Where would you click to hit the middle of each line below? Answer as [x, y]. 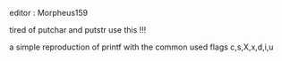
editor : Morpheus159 [49, 13]
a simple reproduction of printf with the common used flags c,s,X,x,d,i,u [141, 47]
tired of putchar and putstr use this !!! [78, 30]
